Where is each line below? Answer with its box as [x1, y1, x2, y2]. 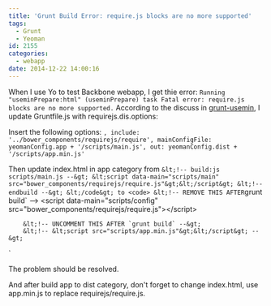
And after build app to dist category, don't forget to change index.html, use [8, 279, 259, 289]
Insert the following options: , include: [8, 127, 140, 136]
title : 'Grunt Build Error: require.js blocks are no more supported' [8, 11, 252, 20]
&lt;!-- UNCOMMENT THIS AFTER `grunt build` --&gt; [23, 220, 201, 228]
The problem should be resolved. [8, 264, 119, 274]
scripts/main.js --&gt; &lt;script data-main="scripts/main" [8, 172, 220, 181]
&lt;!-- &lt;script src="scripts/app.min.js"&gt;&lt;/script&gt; [23, 226, 249, 235]
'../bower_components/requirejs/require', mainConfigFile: [8, 136, 213, 144]
